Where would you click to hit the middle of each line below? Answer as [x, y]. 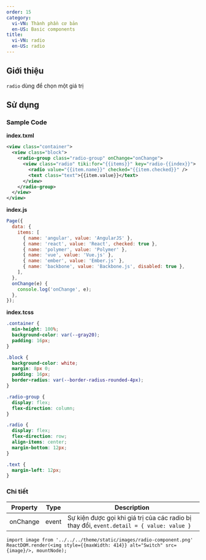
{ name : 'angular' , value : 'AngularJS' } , [78, 238]
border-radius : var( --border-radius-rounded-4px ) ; [78, 380]
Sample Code [27, 122]
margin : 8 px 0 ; [31, 369]
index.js [17, 210]
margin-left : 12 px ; [37, 470]
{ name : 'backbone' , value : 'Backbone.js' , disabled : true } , [104, 267]
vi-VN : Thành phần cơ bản [45, 23]
